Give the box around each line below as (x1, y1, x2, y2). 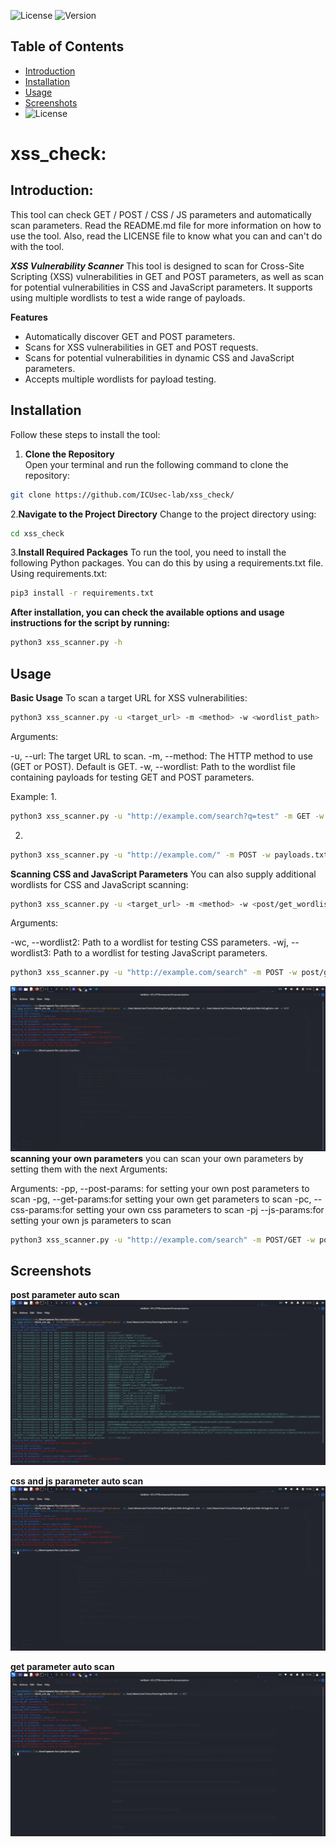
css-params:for (10, 1203, 75, 1215)
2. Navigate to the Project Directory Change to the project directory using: (10, 508, 317, 520)
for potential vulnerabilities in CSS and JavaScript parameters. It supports (10, 281, 313, 293)
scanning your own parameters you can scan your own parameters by (10, 1152, 304, 1164)
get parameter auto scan (10, 1660, 115, 1672)
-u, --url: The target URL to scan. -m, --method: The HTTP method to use (10, 750, 313, 762)
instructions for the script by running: (10, 617, 171, 629)
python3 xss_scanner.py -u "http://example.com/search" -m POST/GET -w (10, 1235, 315, 1245)
